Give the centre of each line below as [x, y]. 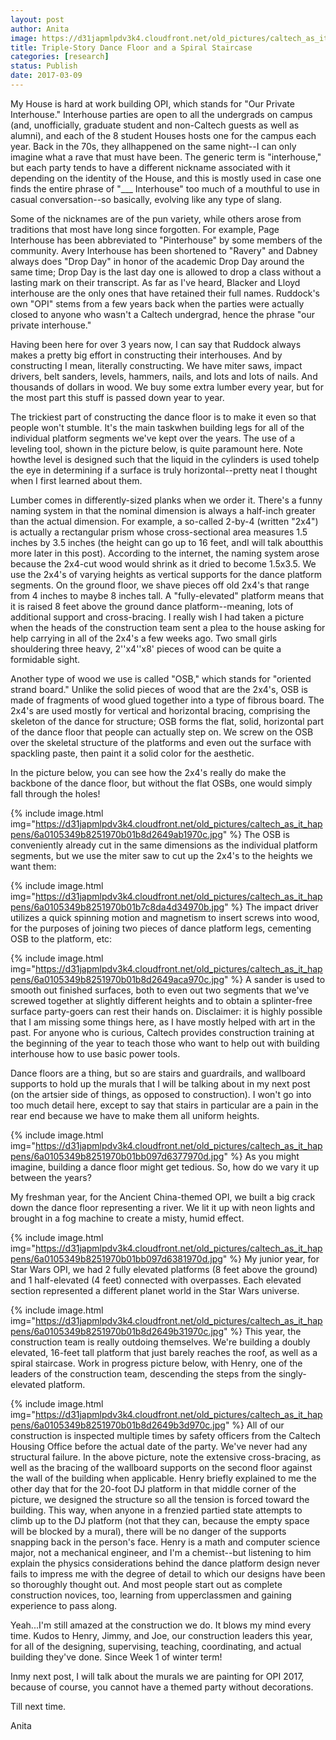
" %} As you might [261, 1156]
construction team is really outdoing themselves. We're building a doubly [160, 1342]
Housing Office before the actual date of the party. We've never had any [159, 1446]
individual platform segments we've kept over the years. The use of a [153, 438]
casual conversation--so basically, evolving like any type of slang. [146, 199]
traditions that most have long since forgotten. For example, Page [145, 229]
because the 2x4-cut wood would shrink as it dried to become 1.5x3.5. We [163, 563]
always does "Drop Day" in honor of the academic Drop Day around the [157, 261]
